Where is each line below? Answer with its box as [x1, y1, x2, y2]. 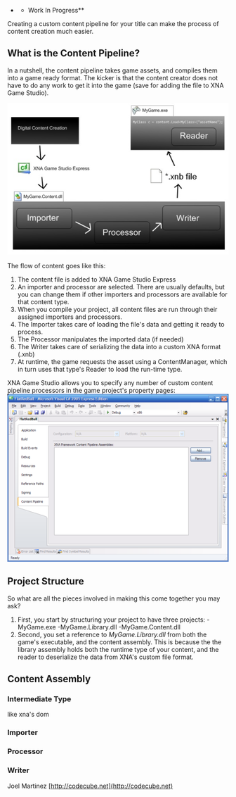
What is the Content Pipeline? [7, 47, 140, 59]
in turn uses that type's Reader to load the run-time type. [17, 365, 183, 373]
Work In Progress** [27, 6, 85, 14]
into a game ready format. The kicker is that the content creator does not [7, 73, 218, 82]
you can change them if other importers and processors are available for [17, 290, 228, 299]
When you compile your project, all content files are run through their [17, 305, 218, 313]
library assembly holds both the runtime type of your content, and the [17, 645, 219, 653]
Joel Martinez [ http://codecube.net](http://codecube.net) [7, 782, 173, 790]
